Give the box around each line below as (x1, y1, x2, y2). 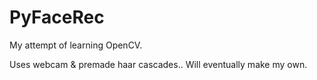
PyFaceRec (9, 6, 105, 29)
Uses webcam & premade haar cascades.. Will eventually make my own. (9, 58, 308, 70)
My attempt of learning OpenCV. (9, 39, 143, 51)
